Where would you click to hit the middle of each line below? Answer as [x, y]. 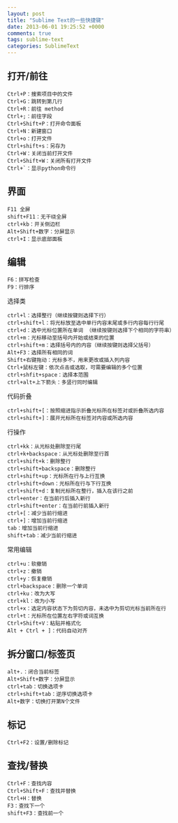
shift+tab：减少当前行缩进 [42, 536]
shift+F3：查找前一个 [36, 813]
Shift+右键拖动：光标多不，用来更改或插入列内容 [69, 360]
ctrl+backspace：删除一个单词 [47, 587]
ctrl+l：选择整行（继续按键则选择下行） [58, 316]
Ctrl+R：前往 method [36, 109]
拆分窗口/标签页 [41, 654]
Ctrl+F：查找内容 [30, 783]
